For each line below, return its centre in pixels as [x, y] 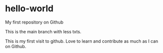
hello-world [29, 9]
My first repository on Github [34, 22]
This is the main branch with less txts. [43, 31]
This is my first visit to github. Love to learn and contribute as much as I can [82, 41]
